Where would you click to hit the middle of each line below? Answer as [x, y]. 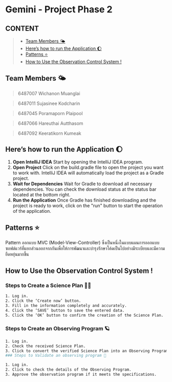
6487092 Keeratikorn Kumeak [49, 133]
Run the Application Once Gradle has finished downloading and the [84, 200]
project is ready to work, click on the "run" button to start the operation [88, 205]
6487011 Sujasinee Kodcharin [49, 103]
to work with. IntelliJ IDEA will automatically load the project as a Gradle [88, 173]
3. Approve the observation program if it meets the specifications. [81, 375]
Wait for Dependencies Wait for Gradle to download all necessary [82, 184]
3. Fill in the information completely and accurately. [66, 305]
